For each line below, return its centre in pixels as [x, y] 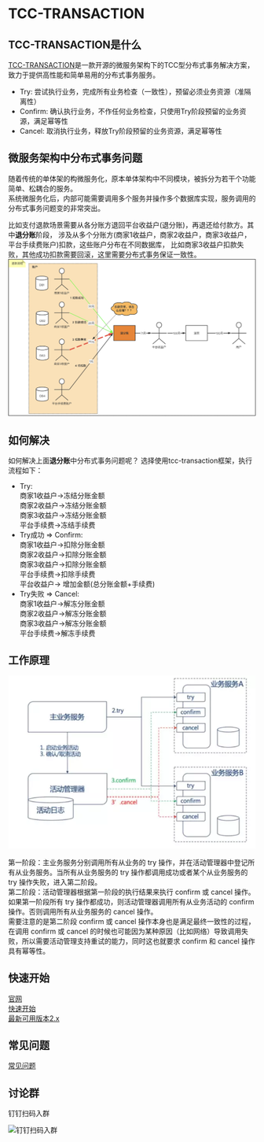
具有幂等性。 [29, 951]
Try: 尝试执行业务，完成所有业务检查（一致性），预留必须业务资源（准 [132, 92]
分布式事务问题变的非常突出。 [56, 208]
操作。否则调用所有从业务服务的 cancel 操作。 [83, 911]
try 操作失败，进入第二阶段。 [55, 881]
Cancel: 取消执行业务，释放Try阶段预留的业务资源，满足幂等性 [121, 131]
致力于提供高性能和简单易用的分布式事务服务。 [84, 75]
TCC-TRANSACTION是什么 [75, 44]
